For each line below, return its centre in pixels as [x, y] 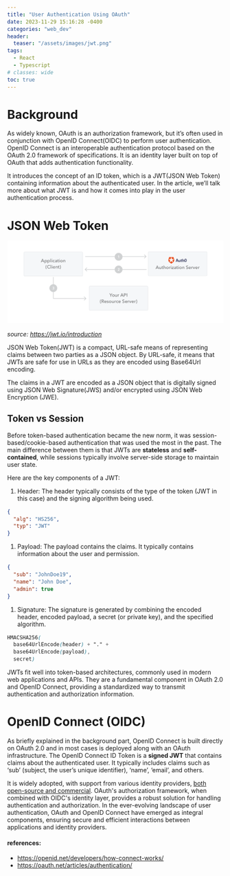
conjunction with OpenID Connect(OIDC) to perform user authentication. [110, 141]
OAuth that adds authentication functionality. [70, 163]
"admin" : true [33, 589]
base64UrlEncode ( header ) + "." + [61, 645]
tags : [15, 51]
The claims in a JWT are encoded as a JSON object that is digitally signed [112, 382]
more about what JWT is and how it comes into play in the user [96, 191]
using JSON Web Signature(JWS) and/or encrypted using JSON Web [105, 390]
